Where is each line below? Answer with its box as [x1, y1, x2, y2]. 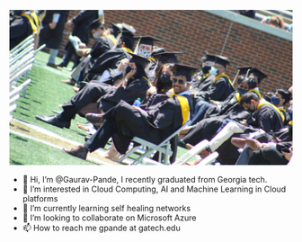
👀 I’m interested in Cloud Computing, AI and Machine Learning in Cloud [22, 184, 287, 194]
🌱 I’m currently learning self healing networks [22, 202, 191, 213]
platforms [22, 193, 58, 203]
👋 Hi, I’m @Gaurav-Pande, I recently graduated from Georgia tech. [22, 174, 268, 184]
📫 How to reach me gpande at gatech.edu [22, 222, 182, 233]
